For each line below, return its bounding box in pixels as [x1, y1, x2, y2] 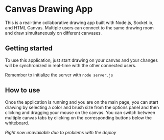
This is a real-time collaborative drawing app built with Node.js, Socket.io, [5, 20, 154, 25]
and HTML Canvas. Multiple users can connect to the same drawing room [5, 24, 154, 30]
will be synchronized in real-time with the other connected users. [5, 62, 137, 68]
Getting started [5, 44, 53, 52]
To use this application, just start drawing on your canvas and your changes [5, 57, 158, 63]
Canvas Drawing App [5, 3, 93, 15]
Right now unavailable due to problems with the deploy [5, 129, 117, 135]
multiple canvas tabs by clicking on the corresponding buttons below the [5, 115, 152, 120]
